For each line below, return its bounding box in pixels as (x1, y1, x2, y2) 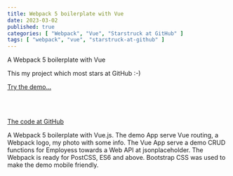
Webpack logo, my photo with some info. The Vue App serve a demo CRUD (7, 138, 226, 147)
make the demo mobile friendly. (7, 161, 99, 169)
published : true (7, 23, 55, 30)
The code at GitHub (7, 117, 65, 126)
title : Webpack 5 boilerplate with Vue (7, 10, 124, 18)
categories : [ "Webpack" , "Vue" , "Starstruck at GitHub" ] (7, 29, 184, 37)
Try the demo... (7, 83, 51, 91)
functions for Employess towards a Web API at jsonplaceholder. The (7, 146, 204, 154)
